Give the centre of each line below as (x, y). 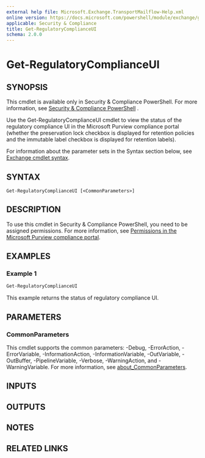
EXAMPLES (28, 256)
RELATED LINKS (37, 448)
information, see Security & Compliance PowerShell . (73, 108)
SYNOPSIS (27, 87)
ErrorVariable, (24, 354)
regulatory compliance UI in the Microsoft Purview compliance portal (93, 127)
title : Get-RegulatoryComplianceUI (52, 29)
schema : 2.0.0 (24, 35)
